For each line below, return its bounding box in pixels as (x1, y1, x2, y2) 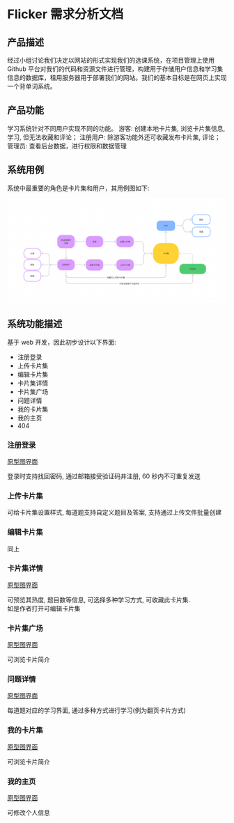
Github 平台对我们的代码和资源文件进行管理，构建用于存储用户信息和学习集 (7, 65, 224, 73)
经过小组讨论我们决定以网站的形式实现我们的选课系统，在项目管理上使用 (7, 56, 214, 64)
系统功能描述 (7, 318, 63, 330)
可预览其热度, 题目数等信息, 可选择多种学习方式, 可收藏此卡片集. (7, 595, 190, 604)
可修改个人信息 (7, 808, 50, 817)
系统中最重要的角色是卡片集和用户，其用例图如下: (7, 184, 150, 192)
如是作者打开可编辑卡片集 (7, 604, 81, 613)
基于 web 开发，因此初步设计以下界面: (7, 338, 116, 346)
